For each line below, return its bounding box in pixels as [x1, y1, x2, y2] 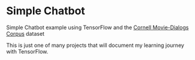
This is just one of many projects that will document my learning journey [6, 42, 185, 49]
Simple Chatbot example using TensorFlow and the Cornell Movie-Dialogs [6, 24, 189, 31]
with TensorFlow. [6, 48, 49, 55]
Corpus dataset [6, 30, 45, 37]
